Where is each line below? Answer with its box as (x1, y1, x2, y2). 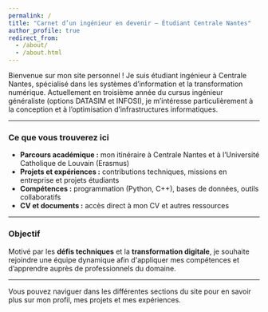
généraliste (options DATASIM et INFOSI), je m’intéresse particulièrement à (8, 97, 254, 105)
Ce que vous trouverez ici (8, 132, 109, 143)
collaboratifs (19, 192, 61, 202)
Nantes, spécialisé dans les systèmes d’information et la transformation (8, 79, 243, 89)
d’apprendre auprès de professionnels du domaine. (8, 263, 177, 273)
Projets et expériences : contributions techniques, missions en (19, 167, 227, 176)
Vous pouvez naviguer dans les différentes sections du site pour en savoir (8, 286, 251, 296)
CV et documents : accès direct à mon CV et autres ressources (19, 201, 230, 211)
